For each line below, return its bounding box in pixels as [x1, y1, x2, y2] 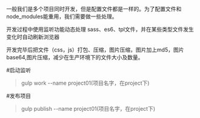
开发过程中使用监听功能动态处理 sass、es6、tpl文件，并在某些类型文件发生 [6, 26, 194, 33]
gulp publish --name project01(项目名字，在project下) [21, 105, 156, 112]
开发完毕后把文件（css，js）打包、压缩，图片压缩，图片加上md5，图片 [6, 46, 184, 53]
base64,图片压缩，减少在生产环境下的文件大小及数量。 [6, 54, 144, 61]
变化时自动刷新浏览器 [6, 33, 59, 41]
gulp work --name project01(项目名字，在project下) [21, 79, 150, 87]
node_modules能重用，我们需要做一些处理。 [6, 13, 118, 20]
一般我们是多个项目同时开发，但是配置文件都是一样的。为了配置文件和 [6, 5, 182, 12]
